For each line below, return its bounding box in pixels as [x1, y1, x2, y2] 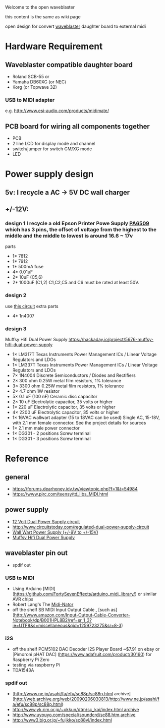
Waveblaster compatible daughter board [5, 61, 133, 69]
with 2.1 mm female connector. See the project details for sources [12, 420, 146, 425]
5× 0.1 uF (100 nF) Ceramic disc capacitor [12, 393, 98, 399]
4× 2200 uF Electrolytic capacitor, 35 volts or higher [12, 409, 119, 415]
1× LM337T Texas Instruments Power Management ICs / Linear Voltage [12, 362, 158, 367]
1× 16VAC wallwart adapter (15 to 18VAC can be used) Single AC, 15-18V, [12, 414, 160, 421]
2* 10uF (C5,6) [12, 274, 43, 280]
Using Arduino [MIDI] [12, 585, 55, 592]
